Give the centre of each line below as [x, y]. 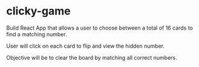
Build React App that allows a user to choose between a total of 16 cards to [100, 28]
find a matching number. [37, 34]
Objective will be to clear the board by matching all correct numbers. [92, 57]
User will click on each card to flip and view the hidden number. [86, 46]
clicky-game [38, 11]
